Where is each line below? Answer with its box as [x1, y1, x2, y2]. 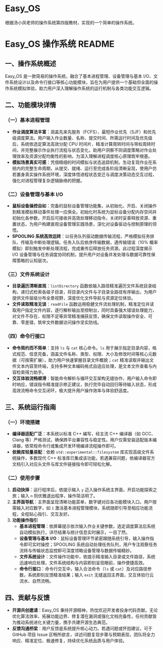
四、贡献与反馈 [5, 593, 50, 602]
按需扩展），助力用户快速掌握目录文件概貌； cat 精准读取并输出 [25, 357, 150, 363]
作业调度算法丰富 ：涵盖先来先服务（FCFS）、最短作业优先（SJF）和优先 [12, 129, 156, 134]
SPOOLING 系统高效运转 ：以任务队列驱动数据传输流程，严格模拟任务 [12, 233, 150, 239]
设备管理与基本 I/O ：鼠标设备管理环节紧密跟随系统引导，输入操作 [19, 535, 150, 541]
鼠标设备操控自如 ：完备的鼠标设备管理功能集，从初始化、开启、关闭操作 [12, 203, 157, 208]
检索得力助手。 [16, 369, 47, 375]
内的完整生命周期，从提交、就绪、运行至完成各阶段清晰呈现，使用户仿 [16, 165, 157, 171]
